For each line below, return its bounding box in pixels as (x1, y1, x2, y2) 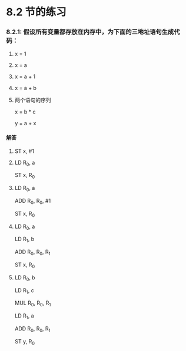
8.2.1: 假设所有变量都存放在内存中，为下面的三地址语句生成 (6, 28, 174, 36)
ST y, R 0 (14, 337, 35, 346)
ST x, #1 (14, 148, 34, 155)
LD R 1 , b (14, 236, 35, 244)
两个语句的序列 (14, 96, 51, 103)
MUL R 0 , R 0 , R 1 (14, 299, 51, 308)
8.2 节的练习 (6, 5, 67, 19)
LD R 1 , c (14, 286, 34, 295)
